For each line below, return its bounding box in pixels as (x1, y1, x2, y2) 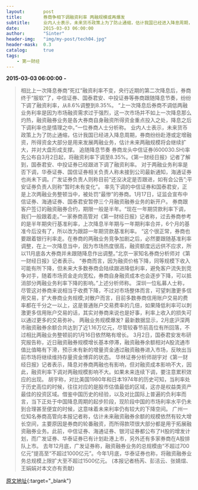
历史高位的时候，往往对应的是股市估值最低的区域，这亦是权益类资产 (25, 383, 192, 390)
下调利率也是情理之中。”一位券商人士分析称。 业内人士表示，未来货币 (20, 124, 188, 131)
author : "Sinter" (6, 31, 65, 37)
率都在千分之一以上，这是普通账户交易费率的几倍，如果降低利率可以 (20, 302, 187, 309)
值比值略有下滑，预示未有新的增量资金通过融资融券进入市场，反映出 (20, 346, 187, 353)
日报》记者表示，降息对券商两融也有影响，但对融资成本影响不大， (25, 361, 187, 368)
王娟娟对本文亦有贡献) (20, 465, 75, 472)
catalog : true (6, 47, 54, 53)
